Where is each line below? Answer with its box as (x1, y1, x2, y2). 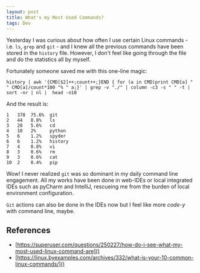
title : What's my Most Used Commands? (6, 14, 104, 21)
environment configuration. (6, 190, 74, 197)
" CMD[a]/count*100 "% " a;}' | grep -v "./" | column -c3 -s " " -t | (6, 85, 190, 91)
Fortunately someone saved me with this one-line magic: (6, 68, 147, 75)
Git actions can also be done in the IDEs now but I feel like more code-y (6, 201, 185, 208)
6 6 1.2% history (6, 138, 69, 145)
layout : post (6, 8, 39, 15)
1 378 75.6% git (6, 112, 59, 118)
